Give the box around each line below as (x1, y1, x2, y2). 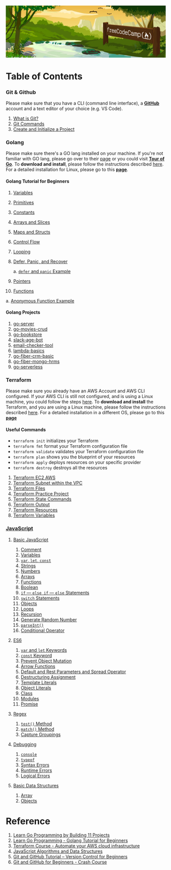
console (20, 752, 37, 757)
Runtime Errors (20, 767, 52, 773)
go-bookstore (13, 331, 42, 338)
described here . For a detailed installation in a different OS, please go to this (6, 410, 164, 416)
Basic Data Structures (13, 782, 59, 788)
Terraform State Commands (13, 496, 72, 503)
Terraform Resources (13, 507, 58, 513)
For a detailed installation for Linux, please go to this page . (6, 166, 128, 173)
